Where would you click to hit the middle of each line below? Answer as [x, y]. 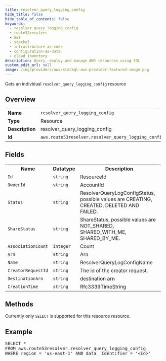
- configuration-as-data [35, 51]
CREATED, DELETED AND [110, 205]
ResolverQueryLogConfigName [116, 262]
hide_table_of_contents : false [37, 19]
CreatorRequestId [28, 270]
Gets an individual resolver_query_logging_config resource [66, 84]
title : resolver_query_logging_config [45, 10]
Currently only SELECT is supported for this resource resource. [68, 316]
